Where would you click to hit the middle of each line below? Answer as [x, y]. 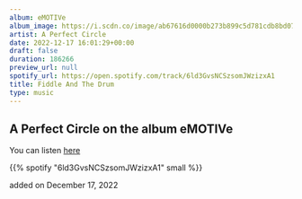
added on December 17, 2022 [64, 186]
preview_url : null [44, 68]
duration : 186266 [42, 59]
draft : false [34, 51]
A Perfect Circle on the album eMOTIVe [121, 129]
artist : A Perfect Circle [58, 34]
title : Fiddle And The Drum [62, 84]
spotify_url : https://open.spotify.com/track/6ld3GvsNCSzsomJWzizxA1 [142, 76]
